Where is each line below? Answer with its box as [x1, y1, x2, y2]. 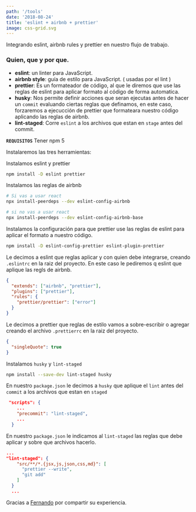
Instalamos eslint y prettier [6, 159, 71, 167]
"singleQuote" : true [11, 344, 62, 350]
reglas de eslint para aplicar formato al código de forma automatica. [14, 88, 180, 95]
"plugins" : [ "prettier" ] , [11, 288, 75, 294]
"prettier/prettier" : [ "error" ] [16, 300, 96, 305]
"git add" [21, 472, 46, 478]
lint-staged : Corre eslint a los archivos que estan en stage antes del [14, 119, 183, 127]
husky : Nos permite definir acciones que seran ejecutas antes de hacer [14, 94, 189, 101]
